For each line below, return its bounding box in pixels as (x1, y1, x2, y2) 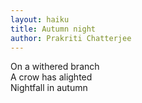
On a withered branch (10, 61, 100, 73)
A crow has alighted (10, 71, 93, 83)
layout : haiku (10, 14, 70, 25)
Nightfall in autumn (10, 82, 88, 94)
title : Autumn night (10, 24, 97, 34)
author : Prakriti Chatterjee (10, 33, 132, 43)
